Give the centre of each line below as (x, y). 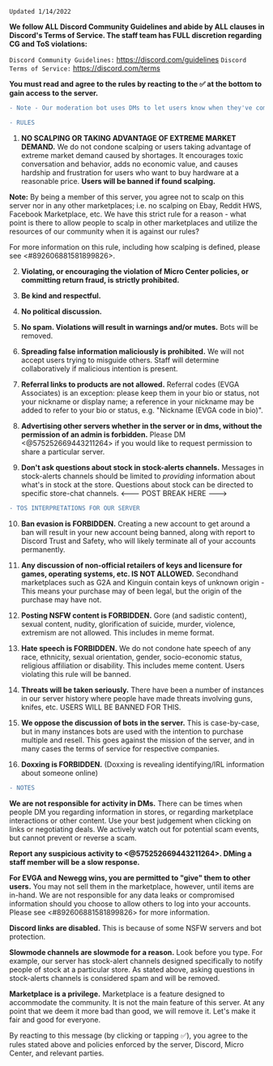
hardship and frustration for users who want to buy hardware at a (130, 172)
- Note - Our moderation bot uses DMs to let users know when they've (131, 108)
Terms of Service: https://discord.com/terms (85, 68)
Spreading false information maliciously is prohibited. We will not (132, 351)
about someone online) (60, 773)
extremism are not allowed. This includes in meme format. (117, 632)
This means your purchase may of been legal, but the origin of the (131, 591)
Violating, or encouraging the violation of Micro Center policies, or (135, 271)
